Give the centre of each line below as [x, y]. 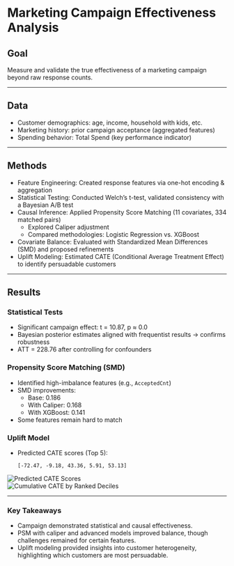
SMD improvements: [47, 390]
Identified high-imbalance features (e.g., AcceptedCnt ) [94, 383]
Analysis [33, 27]
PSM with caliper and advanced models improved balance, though [112, 533]
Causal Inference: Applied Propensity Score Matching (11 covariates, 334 [122, 212]
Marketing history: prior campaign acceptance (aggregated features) [116, 129]
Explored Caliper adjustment [68, 227]
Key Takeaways [34, 510]
